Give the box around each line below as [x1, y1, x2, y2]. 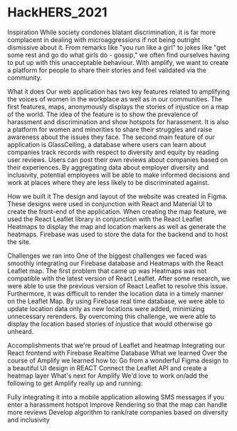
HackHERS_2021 [7, 4, 108, 21]
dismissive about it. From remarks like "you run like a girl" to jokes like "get [7, 43, 226, 51]
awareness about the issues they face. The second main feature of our [7, 133, 215, 141]
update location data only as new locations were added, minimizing [7, 304, 205, 313]
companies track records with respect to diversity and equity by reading [7, 148, 219, 156]
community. [7, 73, 42, 82]
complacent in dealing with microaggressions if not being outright [7, 35, 201, 44]
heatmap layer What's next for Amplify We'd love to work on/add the [7, 371, 209, 380]
